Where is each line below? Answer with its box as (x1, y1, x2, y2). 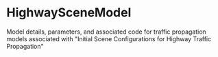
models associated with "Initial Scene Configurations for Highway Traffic (6, 34, 212, 43)
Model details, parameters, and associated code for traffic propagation (6, 27, 206, 36)
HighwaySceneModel (6, 5, 132, 21)
